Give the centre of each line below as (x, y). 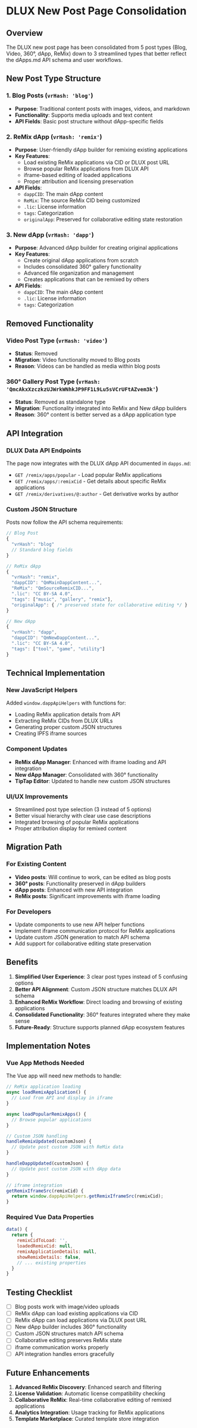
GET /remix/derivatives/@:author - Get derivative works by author (96, 493)
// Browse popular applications (52, 1120)
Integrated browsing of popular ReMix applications (77, 822)
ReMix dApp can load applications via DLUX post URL (81, 1320)
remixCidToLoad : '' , (42, 1241)
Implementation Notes (49, 1046)
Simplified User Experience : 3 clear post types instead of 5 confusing (101, 976)
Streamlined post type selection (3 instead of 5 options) (83, 809)
